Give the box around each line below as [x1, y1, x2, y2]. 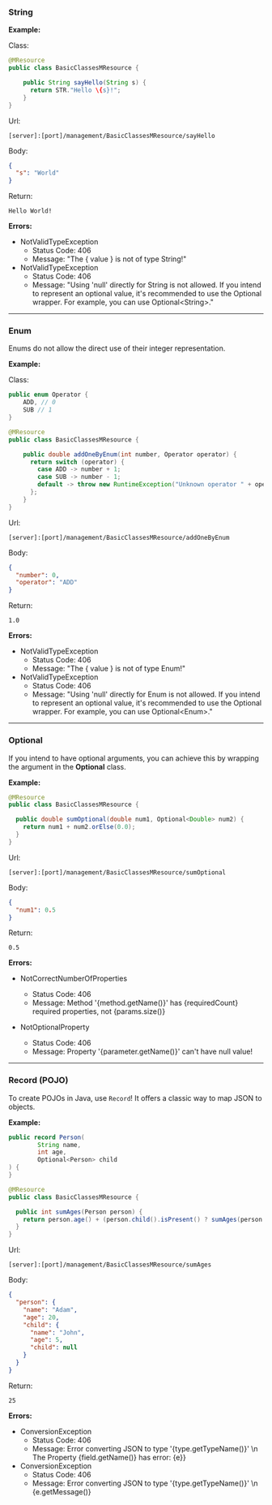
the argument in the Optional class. [8, 761, 127, 771]
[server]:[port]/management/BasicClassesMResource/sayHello [8, 132, 216, 140]
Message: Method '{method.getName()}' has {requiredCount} [32, 998, 239, 1008]
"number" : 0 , [15, 571, 60, 579]
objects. [8, 1102, 36, 1111]
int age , [37, 1148, 67, 1157]
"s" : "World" [15, 169, 60, 177]
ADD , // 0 [23, 399, 57, 407]
